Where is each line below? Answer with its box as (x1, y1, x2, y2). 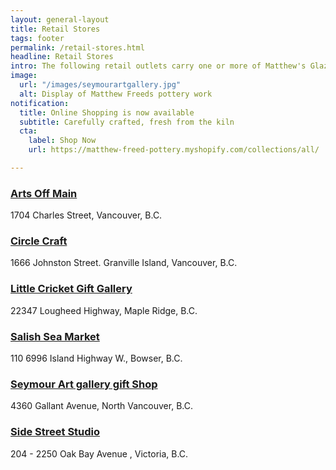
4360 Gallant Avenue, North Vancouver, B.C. (10, 400, 193, 412)
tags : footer (10, 33, 65, 43)
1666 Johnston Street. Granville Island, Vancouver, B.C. (10, 257, 238, 269)
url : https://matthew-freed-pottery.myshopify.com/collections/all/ (28, 145, 320, 155)
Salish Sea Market (10, 329, 100, 343)
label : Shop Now (28, 136, 97, 146)
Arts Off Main (10, 186, 78, 200)
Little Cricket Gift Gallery (10, 282, 133, 296)
